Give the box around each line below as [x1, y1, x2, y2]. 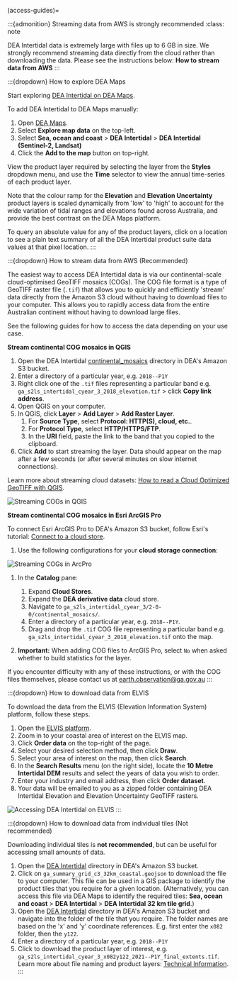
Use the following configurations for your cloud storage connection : [17, 546, 218, 554]
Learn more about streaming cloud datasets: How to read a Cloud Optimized [7, 476, 230, 484]
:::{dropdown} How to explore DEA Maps [7, 77, 126, 86]
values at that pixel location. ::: [7, 243, 96, 251]
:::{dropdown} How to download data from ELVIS [7, 689, 149, 697]
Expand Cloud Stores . [28, 587, 93, 595]
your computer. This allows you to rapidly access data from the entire [7, 301, 210, 309]
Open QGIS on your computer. [17, 402, 106, 410]
